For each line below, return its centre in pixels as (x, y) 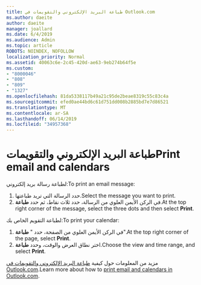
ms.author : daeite (29, 18)
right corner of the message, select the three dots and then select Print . (104, 209)
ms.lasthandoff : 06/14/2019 (42, 119)
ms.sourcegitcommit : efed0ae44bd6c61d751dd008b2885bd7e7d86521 (88, 102)
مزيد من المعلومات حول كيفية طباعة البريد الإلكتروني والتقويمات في (82, 263)
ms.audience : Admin (31, 40)
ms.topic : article (29, 46)
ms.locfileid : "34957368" (39, 125)
